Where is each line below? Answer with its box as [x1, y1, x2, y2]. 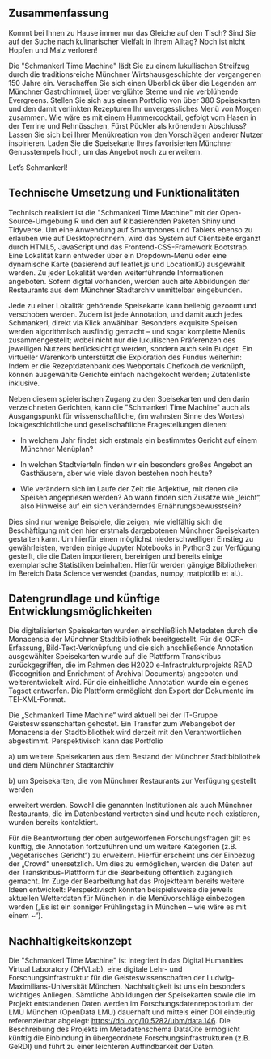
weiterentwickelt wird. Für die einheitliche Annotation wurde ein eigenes [8, 678, 249, 687]
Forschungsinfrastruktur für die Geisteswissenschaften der [8, 973, 205, 983]
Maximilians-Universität [8, 981, 87, 991]
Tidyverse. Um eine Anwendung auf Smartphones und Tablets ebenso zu [8, 224, 253, 234]
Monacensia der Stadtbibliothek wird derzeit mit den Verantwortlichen [8, 728, 242, 738]
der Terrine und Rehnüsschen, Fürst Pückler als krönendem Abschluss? [8, 121, 247, 130]
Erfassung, [8, 643, 44, 653]
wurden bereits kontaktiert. [8, 818, 99, 827]
